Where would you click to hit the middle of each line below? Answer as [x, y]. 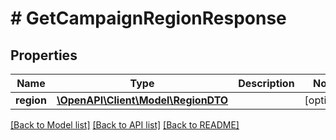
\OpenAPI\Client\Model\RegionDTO [142, 100]
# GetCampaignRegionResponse [148, 18]
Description [266, 83]
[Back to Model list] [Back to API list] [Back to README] [125, 125]
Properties [44, 55]
